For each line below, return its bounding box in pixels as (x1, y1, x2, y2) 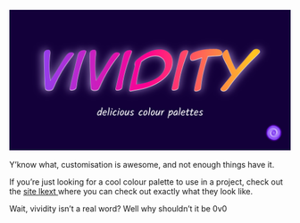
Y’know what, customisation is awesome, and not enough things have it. (9, 160, 275, 169)
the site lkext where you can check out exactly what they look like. (9, 186, 254, 196)
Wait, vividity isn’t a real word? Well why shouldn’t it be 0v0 (9, 203, 228, 214)
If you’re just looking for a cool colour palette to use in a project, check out (9, 177, 284, 187)
